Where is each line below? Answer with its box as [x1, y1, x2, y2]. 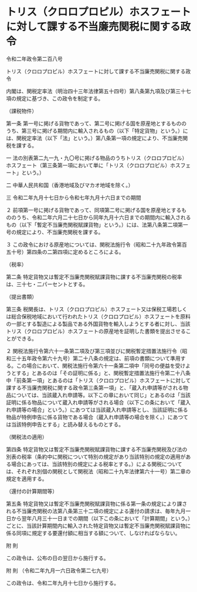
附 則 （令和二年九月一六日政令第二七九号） [6, 567, 112, 574]
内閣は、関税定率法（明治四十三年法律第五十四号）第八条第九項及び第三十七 [6, 88, 191, 95]
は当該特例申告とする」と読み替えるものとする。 [6, 421, 124, 428]
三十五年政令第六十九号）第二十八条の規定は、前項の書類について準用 [11, 355, 181, 362]
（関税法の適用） [6, 433, 47, 440]
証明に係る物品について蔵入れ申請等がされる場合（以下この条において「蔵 [6, 399, 186, 406]
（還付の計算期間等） [6, 487, 57, 495]
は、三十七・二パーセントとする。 [6, 280, 89, 288]
